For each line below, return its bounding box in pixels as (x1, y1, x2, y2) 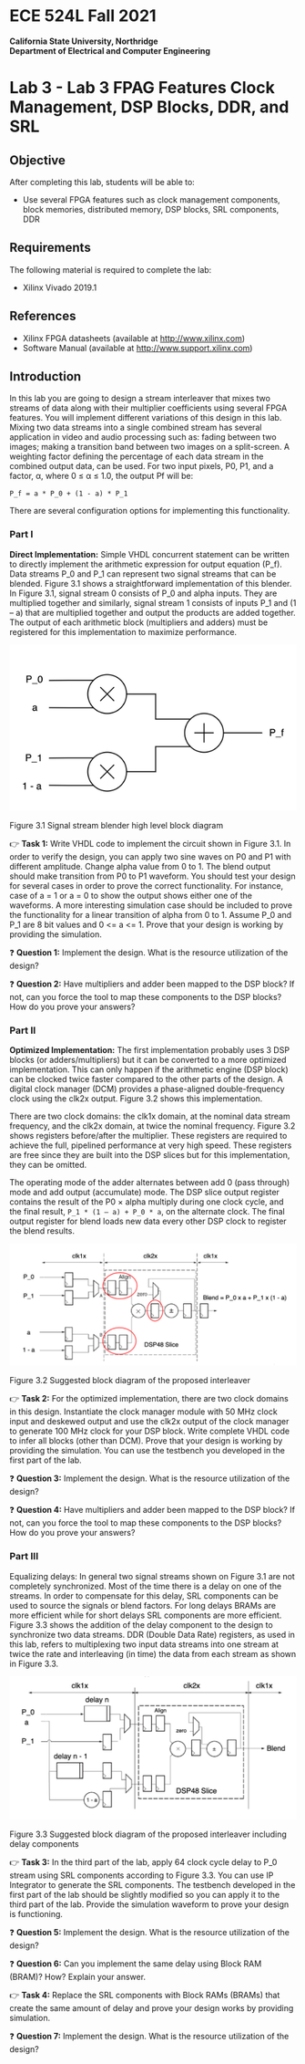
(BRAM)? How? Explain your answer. (9, 1972, 147, 1983)
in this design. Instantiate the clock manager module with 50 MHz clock (9, 1406, 278, 1417)
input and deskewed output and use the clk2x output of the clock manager (9, 1416, 290, 1427)
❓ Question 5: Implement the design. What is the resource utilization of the (9, 1927, 290, 1938)
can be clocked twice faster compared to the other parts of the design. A (9, 1074, 284, 1085)
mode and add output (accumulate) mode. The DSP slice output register (9, 1187, 280, 1198)
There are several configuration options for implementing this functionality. (9, 506, 290, 516)
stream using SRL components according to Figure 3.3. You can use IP (9, 1870, 274, 1881)
